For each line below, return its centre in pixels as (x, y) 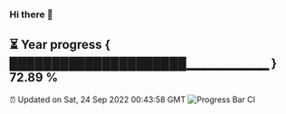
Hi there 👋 (32, 14)
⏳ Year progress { (60, 45)
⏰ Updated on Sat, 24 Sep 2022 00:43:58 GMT (98, 100)
